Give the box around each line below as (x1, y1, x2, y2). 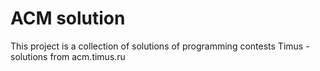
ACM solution (10, 7, 126, 30)
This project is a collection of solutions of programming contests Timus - (10, 40, 310, 52)
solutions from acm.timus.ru (10, 50, 126, 62)
